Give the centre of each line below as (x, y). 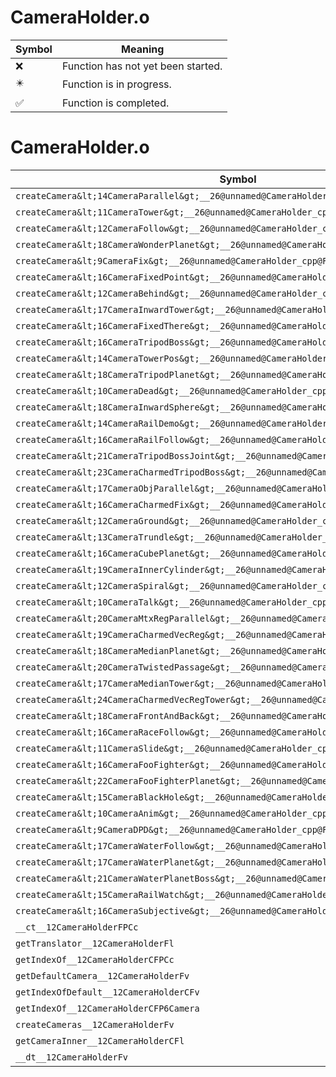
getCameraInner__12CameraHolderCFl (100, 1040)
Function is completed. (115, 103)
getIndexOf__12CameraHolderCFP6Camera (107, 1008)
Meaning (143, 49)
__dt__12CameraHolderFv (72, 1057)
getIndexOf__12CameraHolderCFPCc (95, 959)
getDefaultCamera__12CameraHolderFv (102, 975)
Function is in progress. (116, 84)
